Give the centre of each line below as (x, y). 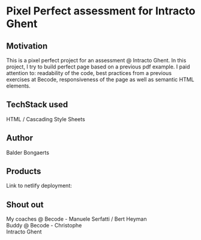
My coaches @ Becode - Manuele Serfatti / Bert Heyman (76, 219)
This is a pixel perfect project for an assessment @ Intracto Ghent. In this (96, 60)
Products (24, 171)
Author (19, 138)
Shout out (25, 204)
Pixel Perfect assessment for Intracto (101, 11)
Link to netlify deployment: (39, 186)
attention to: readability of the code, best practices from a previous (89, 73)
